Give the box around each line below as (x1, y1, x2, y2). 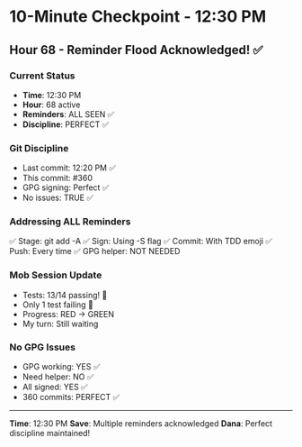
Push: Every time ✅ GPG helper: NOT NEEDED (9, 246, 181, 257)
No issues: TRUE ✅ (22, 192, 94, 204)
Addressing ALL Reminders (9, 215, 131, 228)
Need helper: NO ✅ (22, 371, 94, 382)
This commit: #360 (22, 173, 93, 184)
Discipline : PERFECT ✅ (22, 119, 110, 130)
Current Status (9, 69, 75, 82)
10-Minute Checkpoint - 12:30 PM (9, 6, 267, 27)
